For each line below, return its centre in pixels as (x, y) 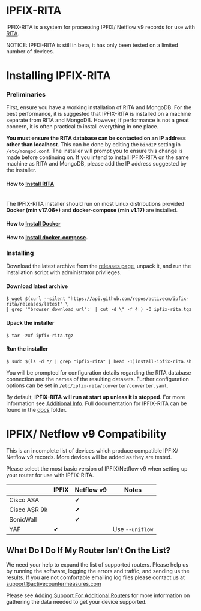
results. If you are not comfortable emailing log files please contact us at (95, 577)
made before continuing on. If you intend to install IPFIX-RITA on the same (97, 157)
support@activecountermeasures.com (54, 584)
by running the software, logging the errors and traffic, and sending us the (98, 571)
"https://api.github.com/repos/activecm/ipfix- (128, 299)
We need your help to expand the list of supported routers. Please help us (97, 565)
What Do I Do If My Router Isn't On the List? (88, 551)
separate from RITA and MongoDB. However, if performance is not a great (97, 120)
